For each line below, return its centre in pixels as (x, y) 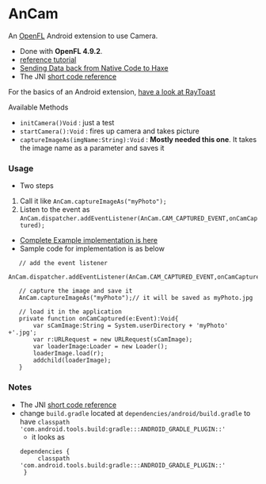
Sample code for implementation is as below (92, 249)
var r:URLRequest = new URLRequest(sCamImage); (113, 340)
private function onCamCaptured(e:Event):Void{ (99, 319)
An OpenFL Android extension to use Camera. (83, 36)
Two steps (36, 186)
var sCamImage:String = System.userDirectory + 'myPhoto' (130, 326)
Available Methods (38, 107)
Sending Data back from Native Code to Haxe (94, 67)
